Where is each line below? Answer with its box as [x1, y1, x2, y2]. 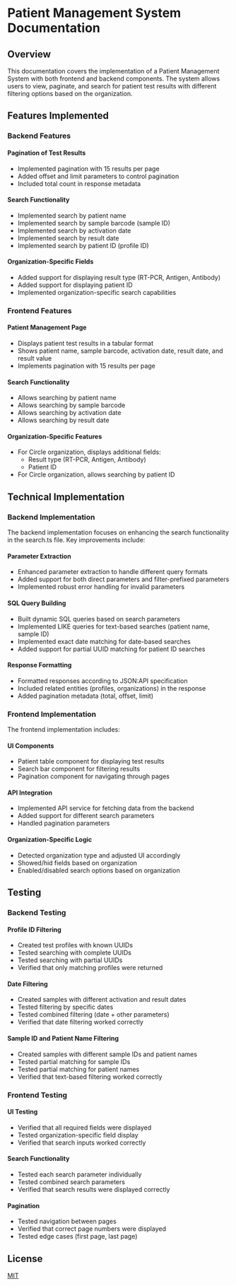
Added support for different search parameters [17, 812, 155, 820]
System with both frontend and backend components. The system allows [7, 74, 220, 83]
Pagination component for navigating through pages [17, 772, 170, 781]
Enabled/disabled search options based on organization [17, 866, 180, 875]
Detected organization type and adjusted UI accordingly [17, 850, 181, 860]
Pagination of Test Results [7, 148, 86, 157]
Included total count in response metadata [17, 179, 141, 188]
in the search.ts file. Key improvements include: [7, 536, 146, 544]
